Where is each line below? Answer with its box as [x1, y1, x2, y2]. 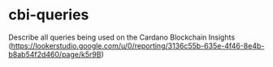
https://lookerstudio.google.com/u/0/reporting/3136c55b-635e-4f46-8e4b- [11, 40, 265, 50]
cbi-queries [8, 6, 89, 24]
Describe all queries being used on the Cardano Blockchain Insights [8, 32, 236, 42]
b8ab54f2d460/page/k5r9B [8, 49, 102, 59]
